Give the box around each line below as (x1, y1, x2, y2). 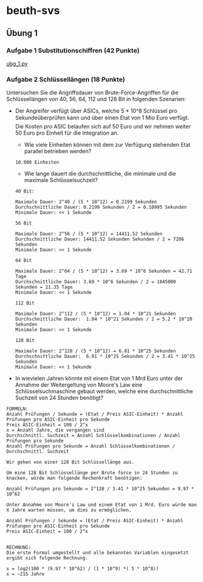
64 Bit (15, 258, 32, 264)
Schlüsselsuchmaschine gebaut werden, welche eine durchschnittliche (15, 388, 193, 395)
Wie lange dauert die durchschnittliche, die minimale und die (24, 170, 176, 177)
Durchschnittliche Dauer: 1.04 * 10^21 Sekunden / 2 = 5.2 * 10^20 (15, 316, 193, 323)
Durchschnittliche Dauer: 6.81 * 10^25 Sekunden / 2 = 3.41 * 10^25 (15, 354, 196, 360)
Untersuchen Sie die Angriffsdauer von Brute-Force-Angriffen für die (6, 89, 179, 96)
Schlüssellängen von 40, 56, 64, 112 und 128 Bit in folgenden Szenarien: (6, 96, 187, 103)
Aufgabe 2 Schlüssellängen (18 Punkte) (6, 75, 126, 83)
